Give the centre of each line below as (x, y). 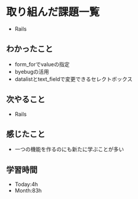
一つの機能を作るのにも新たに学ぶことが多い (69, 149)
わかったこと (30, 49)
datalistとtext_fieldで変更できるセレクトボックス (73, 79)
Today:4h (26, 184)
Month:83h (28, 191)
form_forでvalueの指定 (42, 64)
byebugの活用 (32, 71)
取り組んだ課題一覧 (53, 12)
